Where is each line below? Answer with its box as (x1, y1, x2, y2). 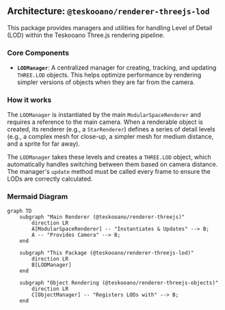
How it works (7, 95, 52, 105)
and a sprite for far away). (7, 140, 81, 148)
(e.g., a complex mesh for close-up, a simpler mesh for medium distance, (7, 133, 214, 141)
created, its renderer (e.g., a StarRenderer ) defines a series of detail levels (7, 125, 215, 133)
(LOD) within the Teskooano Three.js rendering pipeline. (7, 31, 166, 39)
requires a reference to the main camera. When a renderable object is (7, 118, 203, 126)
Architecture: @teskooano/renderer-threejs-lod (7, 5, 210, 17)
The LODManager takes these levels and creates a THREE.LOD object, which (7, 153, 212, 162)
